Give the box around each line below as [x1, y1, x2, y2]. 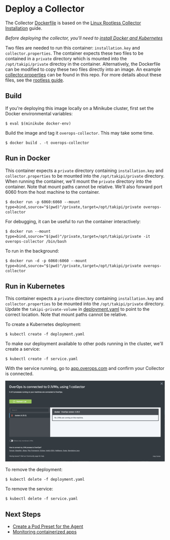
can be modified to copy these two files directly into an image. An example [5, 66, 161, 72]
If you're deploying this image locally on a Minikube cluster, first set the [5, 105, 154, 111]
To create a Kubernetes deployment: [5, 321, 81, 327]
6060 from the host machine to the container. [5, 189, 100, 195]
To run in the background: [5, 247, 59, 254]
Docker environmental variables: [5, 110, 73, 116]
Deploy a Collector [5, 3, 84, 15]
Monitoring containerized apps [12, 529, 77, 535]
